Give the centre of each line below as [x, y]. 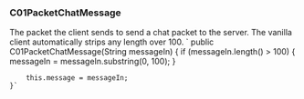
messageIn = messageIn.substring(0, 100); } [93, 62]
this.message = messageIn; [77, 78]
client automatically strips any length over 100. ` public [112, 42]
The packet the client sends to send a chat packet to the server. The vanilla [151, 33]
